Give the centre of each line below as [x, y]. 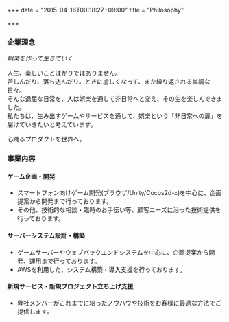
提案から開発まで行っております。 [65, 201]
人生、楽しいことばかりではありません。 [64, 73]
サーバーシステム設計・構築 [46, 235]
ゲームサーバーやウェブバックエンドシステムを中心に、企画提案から [113, 252]
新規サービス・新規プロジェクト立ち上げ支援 [70, 286]
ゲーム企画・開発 [31, 176]
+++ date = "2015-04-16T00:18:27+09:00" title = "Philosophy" [95, 10]
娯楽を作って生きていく [40, 58]
